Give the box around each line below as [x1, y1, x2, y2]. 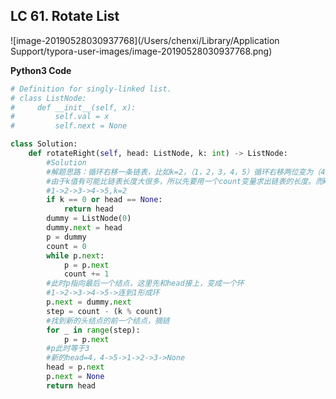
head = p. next [46, 362, 105, 373]
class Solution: [10, 139, 78, 149]
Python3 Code [10, 64, 72, 76]
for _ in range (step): [46, 325, 141, 335]
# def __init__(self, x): [10, 102, 137, 113]
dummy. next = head [46, 223, 123, 233]
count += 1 [63, 269, 110, 279]
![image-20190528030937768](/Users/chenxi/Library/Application [10, 34, 280, 46]
